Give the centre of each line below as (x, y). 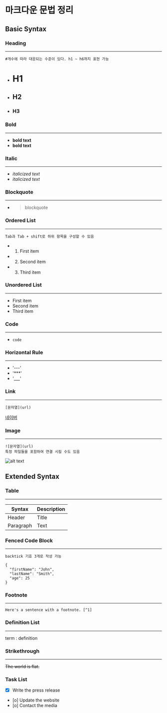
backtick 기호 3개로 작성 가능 (33, 557)
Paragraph (20, 525)
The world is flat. (22, 666)
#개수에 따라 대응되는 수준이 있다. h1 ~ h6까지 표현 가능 (57, 59)
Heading (16, 43)
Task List (16, 679)
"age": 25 (20, 578)
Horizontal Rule (24, 353)
